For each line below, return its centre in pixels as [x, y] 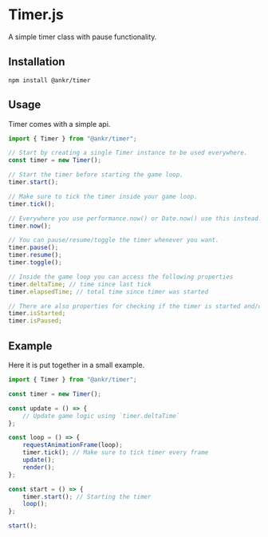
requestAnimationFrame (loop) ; [73, 445]
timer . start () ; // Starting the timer [87, 496]
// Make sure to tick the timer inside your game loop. [103, 196]
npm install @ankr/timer [49, 80]
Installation [37, 62]
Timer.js [36, 15]
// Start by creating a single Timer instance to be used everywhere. [128, 153]
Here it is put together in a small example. [77, 365]
